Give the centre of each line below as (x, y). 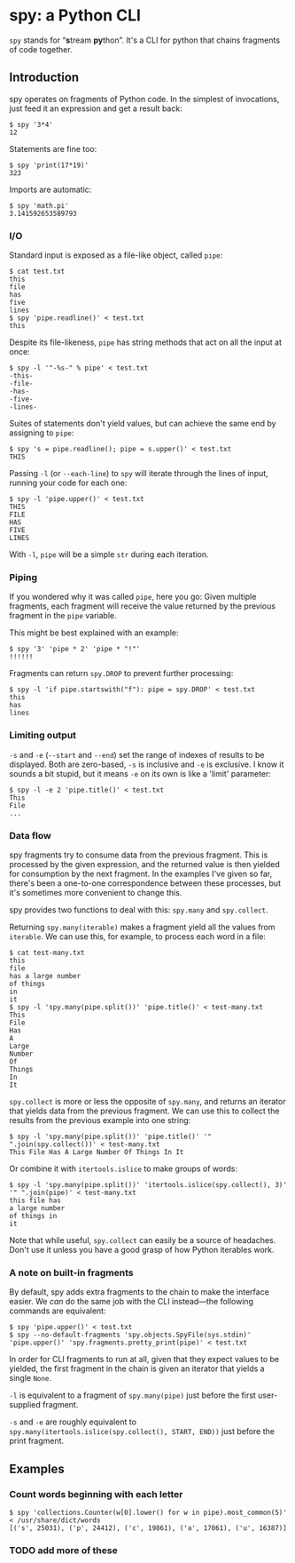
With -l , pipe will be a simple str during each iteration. (109, 554)
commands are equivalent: (58, 1311)
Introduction (44, 78)
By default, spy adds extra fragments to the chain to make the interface (140, 1292)
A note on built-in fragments (71, 1272)
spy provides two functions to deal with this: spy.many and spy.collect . (139, 909)
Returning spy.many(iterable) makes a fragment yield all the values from (143, 927)
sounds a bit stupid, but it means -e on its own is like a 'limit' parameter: (140, 773)
